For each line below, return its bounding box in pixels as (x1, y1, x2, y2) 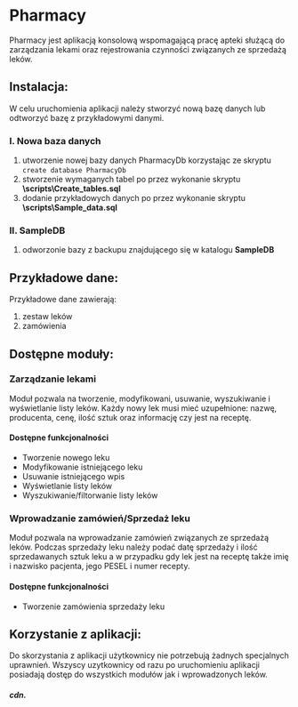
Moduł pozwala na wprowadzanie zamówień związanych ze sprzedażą (9, 533, 270, 543)
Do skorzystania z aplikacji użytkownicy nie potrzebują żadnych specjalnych (9, 650, 289, 661)
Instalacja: (9, 79, 68, 94)
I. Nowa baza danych (9, 134, 101, 147)
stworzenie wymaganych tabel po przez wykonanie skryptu (21, 174, 241, 185)
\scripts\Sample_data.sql (21, 202, 118, 213)
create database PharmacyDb (21, 166, 126, 175)
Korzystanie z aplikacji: (9, 626, 142, 641)
